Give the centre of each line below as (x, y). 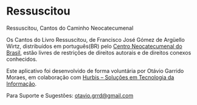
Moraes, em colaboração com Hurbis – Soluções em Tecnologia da (90, 77)
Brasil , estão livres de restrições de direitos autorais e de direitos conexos (99, 52)
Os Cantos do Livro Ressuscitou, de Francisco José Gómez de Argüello (96, 39)
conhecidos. (22, 59)
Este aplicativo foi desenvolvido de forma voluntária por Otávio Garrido (95, 70)
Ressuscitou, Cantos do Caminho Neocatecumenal (70, 28)
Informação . (22, 84)
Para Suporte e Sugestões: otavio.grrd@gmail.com (70, 95)
